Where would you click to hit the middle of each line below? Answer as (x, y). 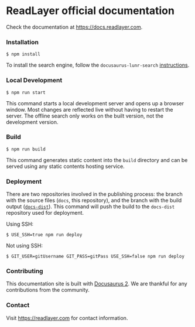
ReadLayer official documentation (90, 11)
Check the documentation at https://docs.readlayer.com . (74, 27)
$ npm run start (26, 92)
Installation (23, 42)
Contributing (25, 271)
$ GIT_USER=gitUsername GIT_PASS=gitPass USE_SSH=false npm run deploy (95, 257)
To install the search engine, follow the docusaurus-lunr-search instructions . (98, 65)
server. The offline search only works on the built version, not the (85, 116)
